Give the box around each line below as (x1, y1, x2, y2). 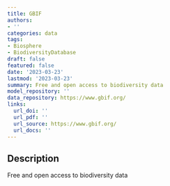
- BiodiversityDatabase (7, 49, 77, 56)
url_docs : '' (13, 127, 52, 134)
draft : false (7, 56, 45, 63)
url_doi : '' (13, 107, 49, 114)
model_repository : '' (7, 88, 70, 95)
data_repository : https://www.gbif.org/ (7, 95, 127, 102)
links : (7, 101, 26, 108)
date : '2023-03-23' (7, 68, 64, 75)
